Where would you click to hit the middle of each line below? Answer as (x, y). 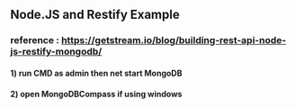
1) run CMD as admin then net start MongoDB (96, 73)
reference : (35, 40)
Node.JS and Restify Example (95, 15)
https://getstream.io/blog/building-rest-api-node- (174, 40)
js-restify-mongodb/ (56, 51)
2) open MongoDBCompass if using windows (96, 94)
